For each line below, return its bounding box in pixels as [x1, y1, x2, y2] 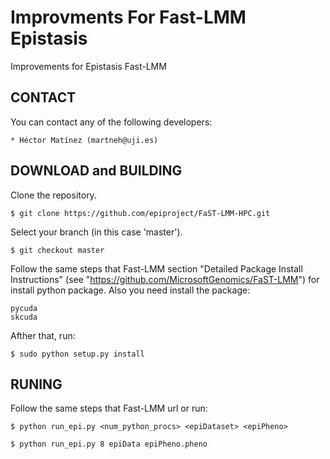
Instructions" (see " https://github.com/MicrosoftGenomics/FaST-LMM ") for [10, 273, 320, 285]
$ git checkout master [10, 245, 105, 255]
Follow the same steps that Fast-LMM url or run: [10, 402, 208, 415]
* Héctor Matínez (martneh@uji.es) [10, 135, 159, 145]
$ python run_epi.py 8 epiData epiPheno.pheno [10, 439, 208, 450]
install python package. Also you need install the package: [10, 284, 251, 296]
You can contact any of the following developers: [10, 116, 213, 128]
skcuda [10, 312, 38, 322]
